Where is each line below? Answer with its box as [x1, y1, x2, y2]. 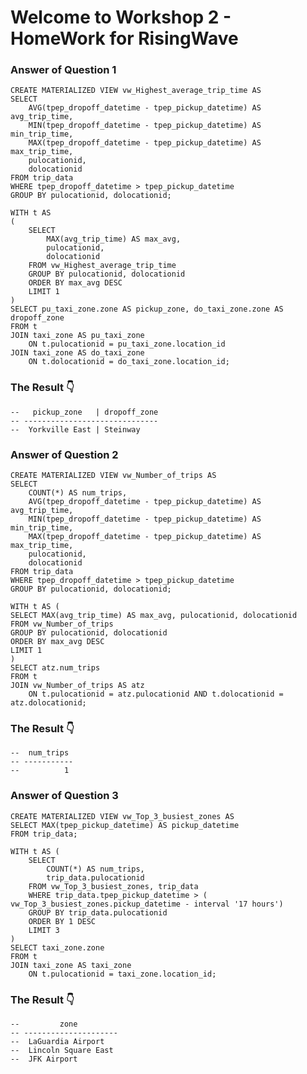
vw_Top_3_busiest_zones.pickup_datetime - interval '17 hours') [10, 899, 284, 909]
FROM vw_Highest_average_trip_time [28, 261, 177, 271]
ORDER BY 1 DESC [28, 916, 97, 926]
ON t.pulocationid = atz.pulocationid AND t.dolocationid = [28, 689, 284, 700]
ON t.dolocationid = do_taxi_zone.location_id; [28, 357, 230, 367]
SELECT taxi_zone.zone [10, 942, 105, 953]
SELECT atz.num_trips [10, 663, 101, 673]
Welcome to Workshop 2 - [10, 6, 232, 29]
